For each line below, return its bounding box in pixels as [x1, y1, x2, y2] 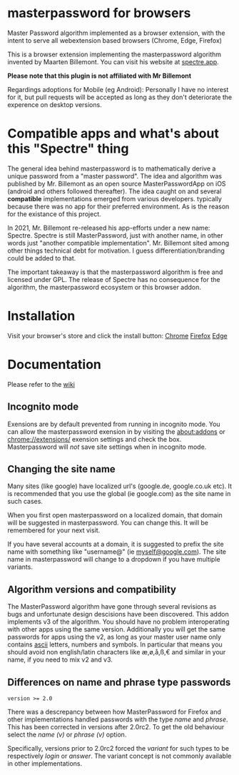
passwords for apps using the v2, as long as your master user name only [7, 633, 222, 642]
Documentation [7, 357, 102, 373]
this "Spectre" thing [7, 141, 129, 157]
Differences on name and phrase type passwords [7, 676, 231, 688]
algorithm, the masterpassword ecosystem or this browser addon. [7, 283, 202, 291]
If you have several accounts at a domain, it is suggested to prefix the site [7, 540, 224, 549]
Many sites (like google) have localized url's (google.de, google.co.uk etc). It [7, 482, 233, 490]
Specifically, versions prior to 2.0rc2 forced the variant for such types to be [7, 744, 230, 752]
